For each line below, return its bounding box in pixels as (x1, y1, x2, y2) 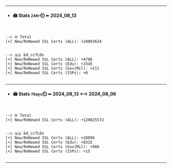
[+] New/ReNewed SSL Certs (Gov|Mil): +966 (5, 144, 100, 150)
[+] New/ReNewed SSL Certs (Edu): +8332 (5, 140, 93, 145)
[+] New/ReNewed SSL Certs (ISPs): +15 (5, 149, 91, 154)
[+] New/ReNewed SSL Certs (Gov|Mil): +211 (5, 66, 100, 71)
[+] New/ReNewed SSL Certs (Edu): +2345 (5, 61, 93, 67)
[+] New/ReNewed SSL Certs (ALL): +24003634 (5, 39, 102, 44)
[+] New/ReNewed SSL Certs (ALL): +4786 (5, 57, 93, 62)
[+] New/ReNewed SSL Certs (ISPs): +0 (5, 70, 88, 76)
